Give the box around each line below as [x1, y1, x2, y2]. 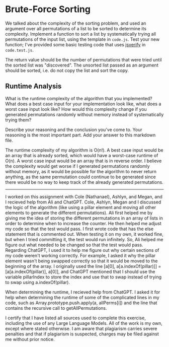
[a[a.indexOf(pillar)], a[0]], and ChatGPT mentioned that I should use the [5, 268, 155, 274]
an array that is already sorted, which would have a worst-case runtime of [5, 152, 158, 158]
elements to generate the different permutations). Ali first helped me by [5, 210, 153, 216]
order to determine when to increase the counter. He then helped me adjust [5, 220, 162, 226]
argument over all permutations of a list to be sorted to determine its [5, 25, 147, 31]
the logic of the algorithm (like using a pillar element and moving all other [5, 204, 156, 210]
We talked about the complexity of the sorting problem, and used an [5, 20, 146, 26]
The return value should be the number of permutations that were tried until [5, 56, 162, 62]
